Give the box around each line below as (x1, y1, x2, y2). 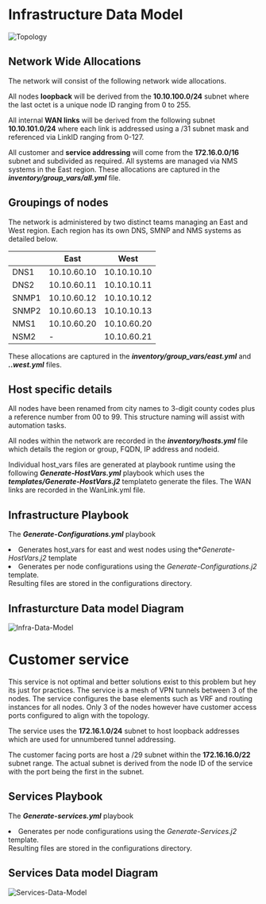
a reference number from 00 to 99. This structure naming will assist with (8, 412, 245, 422)
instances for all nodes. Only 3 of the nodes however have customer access (8, 702, 257, 712)
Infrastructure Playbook (8, 508, 129, 522)
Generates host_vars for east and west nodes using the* (18, 545, 202, 554)
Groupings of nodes (8, 196, 109, 210)
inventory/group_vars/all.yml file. (8, 173, 121, 182)
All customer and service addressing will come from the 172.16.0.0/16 (8, 147, 240, 157)
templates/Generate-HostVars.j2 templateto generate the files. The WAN (8, 477, 252, 487)
